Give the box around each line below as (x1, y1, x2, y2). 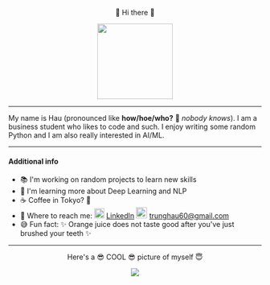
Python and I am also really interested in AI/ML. (8, 130, 165, 140)
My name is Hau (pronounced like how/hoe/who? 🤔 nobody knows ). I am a (8, 114, 257, 122)
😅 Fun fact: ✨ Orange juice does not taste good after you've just (19, 220, 235, 229)
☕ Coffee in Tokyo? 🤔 (19, 196, 91, 205)
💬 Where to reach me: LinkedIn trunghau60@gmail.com (19, 211, 230, 221)
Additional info (8, 156, 59, 166)
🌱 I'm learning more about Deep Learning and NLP (19, 186, 187, 196)
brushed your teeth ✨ (19, 229, 92, 238)
